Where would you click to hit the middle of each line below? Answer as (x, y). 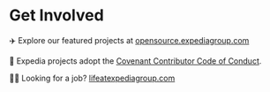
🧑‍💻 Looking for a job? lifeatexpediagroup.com (92, 78)
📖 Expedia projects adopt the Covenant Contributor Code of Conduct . (135, 61)
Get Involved (56, 15)
